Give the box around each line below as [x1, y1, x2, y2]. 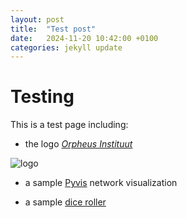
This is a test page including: [10, 119, 129, 131]
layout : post [10, 14, 65, 25]
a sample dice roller [24, 196, 107, 208]
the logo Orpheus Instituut [24, 138, 133, 150]
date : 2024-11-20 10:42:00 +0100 [10, 33, 159, 43]
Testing [10, 86, 75, 108]
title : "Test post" [10, 24, 97, 34]
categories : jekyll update [10, 42, 123, 53]
